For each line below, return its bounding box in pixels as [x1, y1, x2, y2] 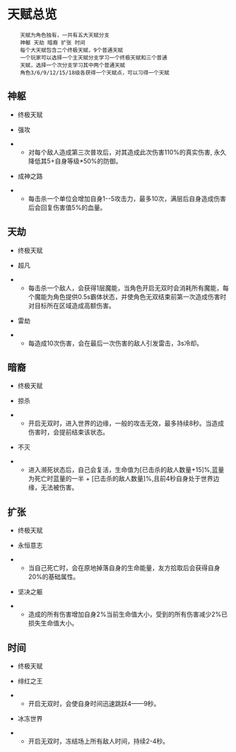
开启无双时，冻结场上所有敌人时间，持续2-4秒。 [28, 737, 170, 745]
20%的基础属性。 [28, 572, 80, 581]
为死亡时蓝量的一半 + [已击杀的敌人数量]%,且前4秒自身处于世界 [28, 475, 213, 483]
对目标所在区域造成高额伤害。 [28, 301, 115, 310]
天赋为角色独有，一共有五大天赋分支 [20, 31, 110, 39]
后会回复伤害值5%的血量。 [28, 203, 107, 212]
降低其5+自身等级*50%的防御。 [28, 156, 122, 165]
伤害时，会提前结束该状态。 [28, 428, 110, 436]
